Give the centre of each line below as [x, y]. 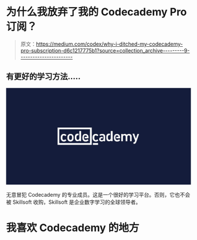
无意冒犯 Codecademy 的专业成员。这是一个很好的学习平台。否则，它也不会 [98, 195]
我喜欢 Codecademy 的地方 [73, 228]
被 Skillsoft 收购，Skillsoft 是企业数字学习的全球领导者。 [74, 202]
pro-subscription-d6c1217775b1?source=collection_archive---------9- [105, 50]
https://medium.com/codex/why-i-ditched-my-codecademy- [109, 44]
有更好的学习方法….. [43, 77]
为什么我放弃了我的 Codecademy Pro [96, 12]
